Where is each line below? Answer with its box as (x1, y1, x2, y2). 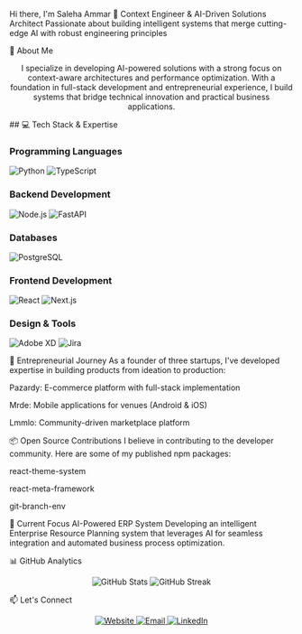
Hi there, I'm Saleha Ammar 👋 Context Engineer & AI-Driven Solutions (9, 9, 267, 19)
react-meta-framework (9, 483, 95, 494)
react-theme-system (9, 466, 87, 477)
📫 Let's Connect (9, 594, 73, 605)
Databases (9, 231, 58, 244)
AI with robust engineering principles (30, 28, 168, 38)
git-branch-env (9, 501, 66, 512)
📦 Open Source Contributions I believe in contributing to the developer (9, 435, 274, 446)
